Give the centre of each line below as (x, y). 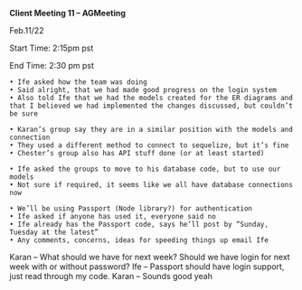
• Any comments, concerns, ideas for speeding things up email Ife (139, 240)
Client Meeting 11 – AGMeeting (68, 13)
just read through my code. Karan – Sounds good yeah (111, 276)
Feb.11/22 (27, 30)
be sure (24, 114)
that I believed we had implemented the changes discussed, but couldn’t (151, 106)
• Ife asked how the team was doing (78, 82)
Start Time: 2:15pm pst (52, 48)
